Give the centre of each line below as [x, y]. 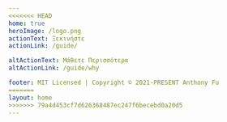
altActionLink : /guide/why [54, 68]
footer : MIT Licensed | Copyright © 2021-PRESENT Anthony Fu [114, 82]
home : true [27, 23]
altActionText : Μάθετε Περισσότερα [69, 61]
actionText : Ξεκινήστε [47, 38]
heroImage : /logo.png [45, 31]
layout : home [30, 98]
